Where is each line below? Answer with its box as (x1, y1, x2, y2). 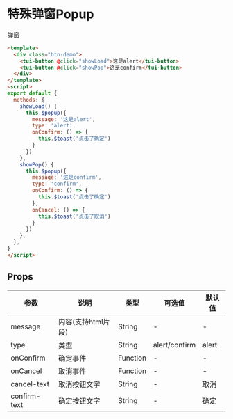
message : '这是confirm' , (32, 174, 102, 181)
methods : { (13, 96, 45, 103)
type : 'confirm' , (32, 180, 82, 188)
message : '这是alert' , (32, 116, 96, 122)
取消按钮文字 (58, 379, 101, 389)
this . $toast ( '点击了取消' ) (37, 213, 111, 220)
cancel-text (10, 379, 50, 388)
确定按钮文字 (58, 396, 101, 406)
